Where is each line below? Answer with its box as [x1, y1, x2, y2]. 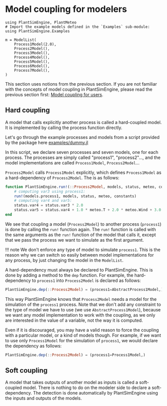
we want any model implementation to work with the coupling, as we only [5, 312, 156, 318]
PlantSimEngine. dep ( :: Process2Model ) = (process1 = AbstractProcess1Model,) [5, 287, 164, 292]
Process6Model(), [14, 63, 50, 68]
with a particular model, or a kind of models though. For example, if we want [5, 332, 162, 338]
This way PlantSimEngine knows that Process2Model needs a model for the [5, 296, 157, 302]
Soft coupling [5, 366, 48, 375]
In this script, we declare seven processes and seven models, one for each [5, 149, 159, 155]
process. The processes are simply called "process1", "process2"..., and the [5, 154, 161, 160]
